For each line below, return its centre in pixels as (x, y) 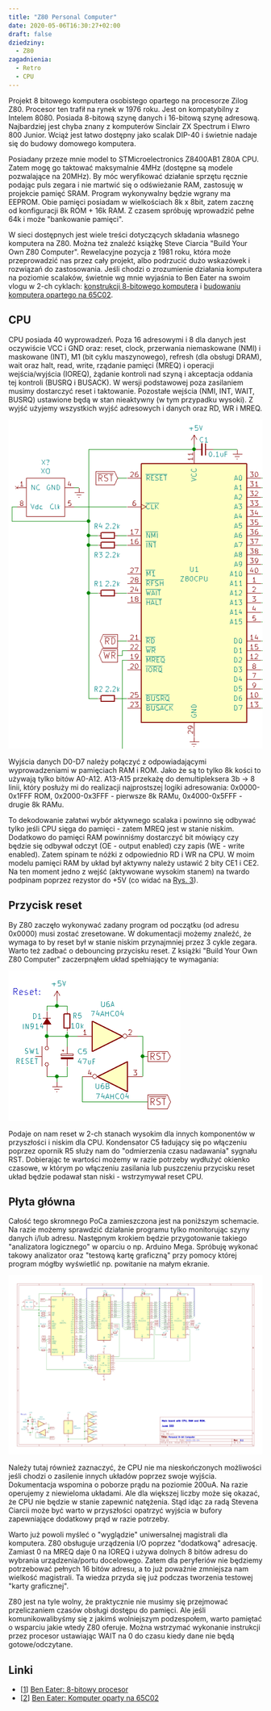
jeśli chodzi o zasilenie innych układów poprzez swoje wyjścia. (113, 1476)
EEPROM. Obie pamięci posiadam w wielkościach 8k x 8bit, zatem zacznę (131, 202)
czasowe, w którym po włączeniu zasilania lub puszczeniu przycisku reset (132, 1168)
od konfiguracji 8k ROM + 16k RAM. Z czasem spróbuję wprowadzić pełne (131, 211)
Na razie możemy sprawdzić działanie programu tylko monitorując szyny (129, 1229)
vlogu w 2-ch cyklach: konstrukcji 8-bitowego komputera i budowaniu (125, 286)
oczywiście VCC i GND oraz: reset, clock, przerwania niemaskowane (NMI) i (135, 348)
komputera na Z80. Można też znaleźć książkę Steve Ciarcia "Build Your (128, 243)
